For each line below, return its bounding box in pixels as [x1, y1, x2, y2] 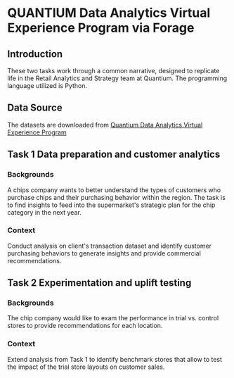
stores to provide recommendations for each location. [7, 322, 163, 330]
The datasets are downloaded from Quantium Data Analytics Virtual [7, 120, 203, 129]
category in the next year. [7, 208, 82, 216]
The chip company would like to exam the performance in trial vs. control [7, 314, 219, 322]
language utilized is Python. [7, 82, 88, 89]
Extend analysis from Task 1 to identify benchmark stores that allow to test [7, 355, 223, 363]
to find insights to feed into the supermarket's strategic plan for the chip [7, 201, 216, 209]
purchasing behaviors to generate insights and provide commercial [7, 248, 202, 258]
